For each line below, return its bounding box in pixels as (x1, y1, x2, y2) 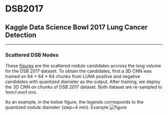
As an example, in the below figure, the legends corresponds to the (5, 99, 144, 105)
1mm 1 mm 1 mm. (5, 89, 37, 95)
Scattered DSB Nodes (5, 51, 59, 58)
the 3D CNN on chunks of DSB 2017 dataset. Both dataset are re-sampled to (5, 84, 162, 90)
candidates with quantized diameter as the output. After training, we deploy (5, 78, 161, 85)
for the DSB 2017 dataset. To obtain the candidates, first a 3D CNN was (5, 68, 152, 74)
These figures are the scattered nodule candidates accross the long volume (5, 63, 161, 69)
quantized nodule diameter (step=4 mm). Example (5, 104, 109, 110)
